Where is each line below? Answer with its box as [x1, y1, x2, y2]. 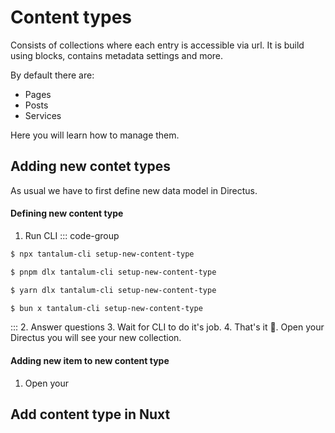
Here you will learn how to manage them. [10, 129, 180, 141]
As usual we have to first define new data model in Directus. [10, 184, 258, 196]
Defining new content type [10, 207, 124, 220]
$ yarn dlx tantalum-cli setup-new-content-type [10, 285, 217, 295]
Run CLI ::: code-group [24, 229, 120, 241]
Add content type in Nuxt [10, 406, 171, 423]
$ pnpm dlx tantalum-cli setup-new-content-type [10, 267, 217, 277]
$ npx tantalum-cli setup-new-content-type [10, 249, 195, 259]
